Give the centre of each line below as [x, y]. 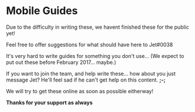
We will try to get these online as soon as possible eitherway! [80, 91]
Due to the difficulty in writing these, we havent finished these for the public [97, 27]
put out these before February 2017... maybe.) [61, 62]
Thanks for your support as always [49, 102]
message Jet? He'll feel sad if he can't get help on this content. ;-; [86, 80]
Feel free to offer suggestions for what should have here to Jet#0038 [90, 45]
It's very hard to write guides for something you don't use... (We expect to [95, 56]
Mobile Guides [42, 11]
